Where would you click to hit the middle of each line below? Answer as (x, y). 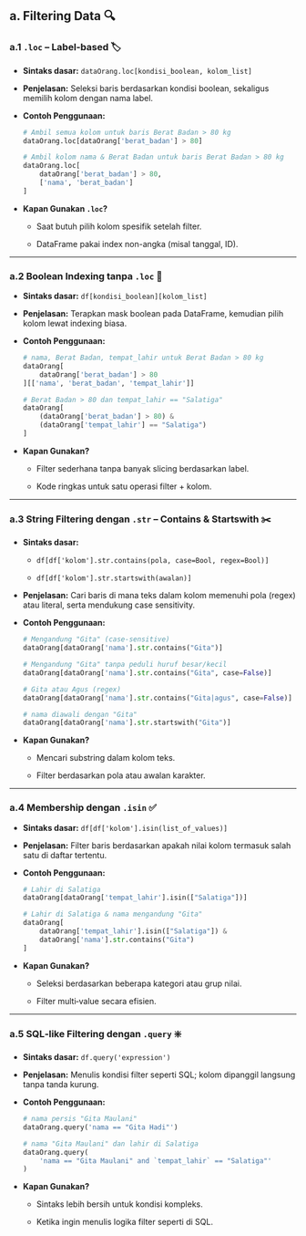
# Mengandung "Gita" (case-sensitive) (96, 639)
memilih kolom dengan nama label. (87, 98)
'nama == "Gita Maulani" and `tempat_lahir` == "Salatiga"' (156, 1161)
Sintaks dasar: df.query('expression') (97, 1057)
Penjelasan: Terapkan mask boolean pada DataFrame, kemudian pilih (153, 314)
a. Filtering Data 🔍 (62, 16)
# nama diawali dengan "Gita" (80, 714)
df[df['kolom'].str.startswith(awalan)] (114, 578)
